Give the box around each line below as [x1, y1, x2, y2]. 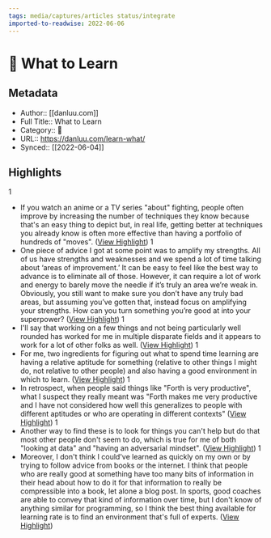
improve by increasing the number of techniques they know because [19, 211, 250, 221]
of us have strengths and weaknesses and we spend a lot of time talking [19, 254, 261, 264]
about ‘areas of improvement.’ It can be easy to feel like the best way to [19, 263, 259, 273]
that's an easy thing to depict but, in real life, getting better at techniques [19, 220, 263, 230]
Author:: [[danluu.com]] [19, 108, 99, 117]
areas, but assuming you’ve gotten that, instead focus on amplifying [19, 297, 247, 307]
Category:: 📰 [19, 125, 63, 134]
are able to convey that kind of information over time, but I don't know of [19, 495, 262, 505]
